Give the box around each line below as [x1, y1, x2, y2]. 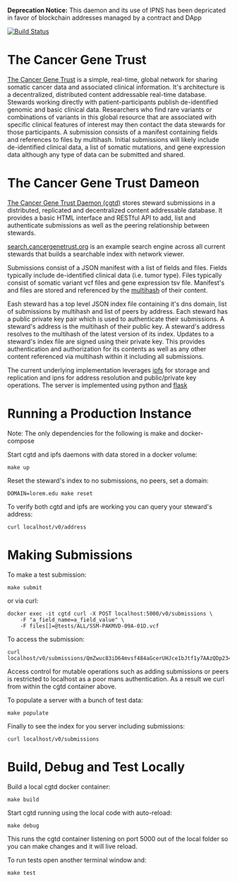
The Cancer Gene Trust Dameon [7, 175, 200, 192]
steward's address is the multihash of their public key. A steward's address [7, 322, 226, 331]
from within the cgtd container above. [7, 682, 117, 690]
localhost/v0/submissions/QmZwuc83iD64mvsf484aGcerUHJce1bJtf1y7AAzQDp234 [7, 654, 232, 661]
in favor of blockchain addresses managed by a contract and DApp [7, 13, 202, 22]
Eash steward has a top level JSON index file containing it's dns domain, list [7, 300, 227, 308]
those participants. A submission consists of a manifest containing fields [7, 127, 218, 136]
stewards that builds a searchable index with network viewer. [7, 249, 185, 258]
